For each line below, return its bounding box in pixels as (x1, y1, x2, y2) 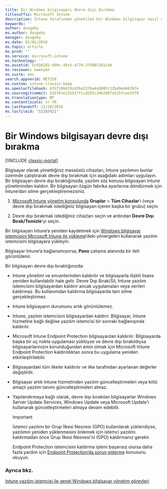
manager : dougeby (5, 35, 41, 40)
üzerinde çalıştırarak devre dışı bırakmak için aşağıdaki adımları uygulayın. (5, 172, 157, 178)
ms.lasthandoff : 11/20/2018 (5, 104, 64, 109)
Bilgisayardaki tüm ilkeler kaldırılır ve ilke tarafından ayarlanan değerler (12, 364, 157, 370)
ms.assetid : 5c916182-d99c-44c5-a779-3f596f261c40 (5, 63, 112, 68)
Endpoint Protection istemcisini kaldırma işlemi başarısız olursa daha (12, 444, 153, 450)
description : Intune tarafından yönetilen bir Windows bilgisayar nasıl (5, 16, 159, 21)
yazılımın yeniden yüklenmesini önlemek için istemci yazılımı (12, 429, 136, 435)
